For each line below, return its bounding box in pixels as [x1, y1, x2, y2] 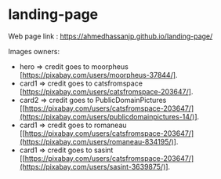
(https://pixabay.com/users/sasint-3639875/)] [19, 162, 168, 171]
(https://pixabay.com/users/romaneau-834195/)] [19, 137, 176, 146]
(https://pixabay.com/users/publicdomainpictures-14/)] [19, 111, 197, 121]
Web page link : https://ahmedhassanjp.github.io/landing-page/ [8, 31, 213, 41]
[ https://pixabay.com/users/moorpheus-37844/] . [19, 70, 178, 79]
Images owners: [8, 46, 60, 56]
